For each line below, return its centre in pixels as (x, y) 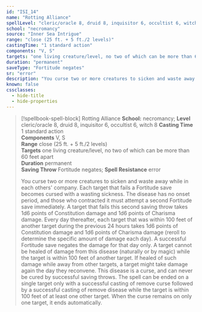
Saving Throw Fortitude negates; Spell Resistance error (91, 170)
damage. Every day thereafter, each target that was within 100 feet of (107, 219)
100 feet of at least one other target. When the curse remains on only (106, 296)
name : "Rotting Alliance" (38, 17)
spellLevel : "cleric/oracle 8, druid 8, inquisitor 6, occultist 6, (94, 23)
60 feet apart (37, 156)
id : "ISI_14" (23, 12)
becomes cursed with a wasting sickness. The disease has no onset (106, 194)
